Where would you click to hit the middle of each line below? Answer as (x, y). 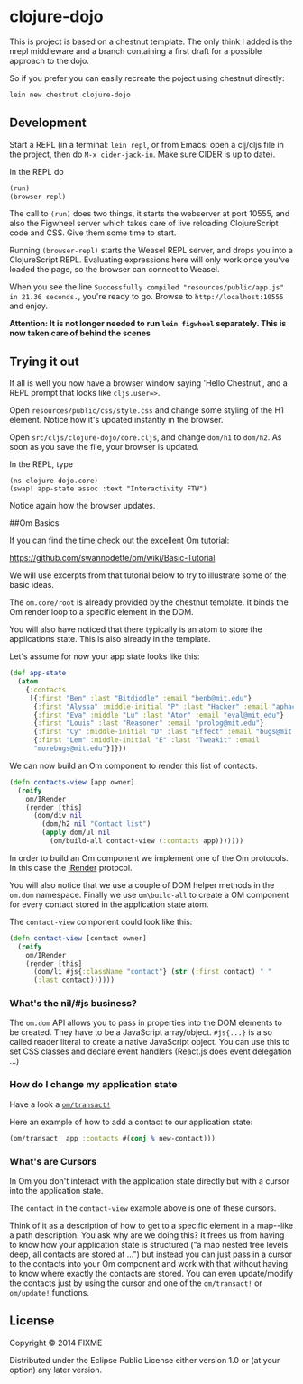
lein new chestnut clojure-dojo (70, 95)
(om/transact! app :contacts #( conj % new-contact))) (113, 1138)
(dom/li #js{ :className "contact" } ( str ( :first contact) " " (152, 972)
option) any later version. (55, 1370)
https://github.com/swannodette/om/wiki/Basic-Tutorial (112, 558)
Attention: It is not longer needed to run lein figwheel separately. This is (148, 324)
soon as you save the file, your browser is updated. (105, 447)
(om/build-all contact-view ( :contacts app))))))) (147, 841)
